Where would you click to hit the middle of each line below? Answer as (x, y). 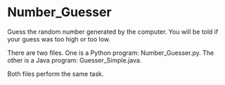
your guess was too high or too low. (59, 39)
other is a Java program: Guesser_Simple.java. (75, 60)
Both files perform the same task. (56, 74)
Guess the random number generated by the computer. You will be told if (113, 32)
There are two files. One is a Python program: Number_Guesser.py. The (111, 53)
